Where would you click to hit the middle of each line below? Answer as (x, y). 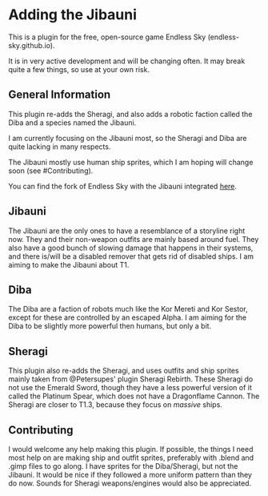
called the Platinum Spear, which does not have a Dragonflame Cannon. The (134, 396)
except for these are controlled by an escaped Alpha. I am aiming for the (127, 317)
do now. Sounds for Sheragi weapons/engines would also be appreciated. (130, 483)
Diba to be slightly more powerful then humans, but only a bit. (110, 326)
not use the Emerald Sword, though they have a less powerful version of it (130, 388)
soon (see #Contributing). (51, 171)
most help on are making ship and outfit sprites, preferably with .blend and (131, 458)
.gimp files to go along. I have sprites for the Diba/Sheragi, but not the (123, 466)
